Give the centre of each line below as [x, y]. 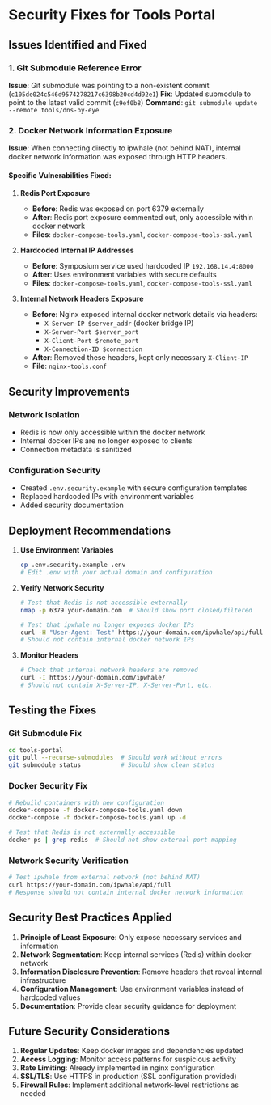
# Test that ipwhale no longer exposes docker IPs [107, 624]
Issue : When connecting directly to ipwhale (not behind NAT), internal [125, 148]
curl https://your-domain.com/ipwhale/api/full [90, 885]
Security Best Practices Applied [90, 918]
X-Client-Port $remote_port [91, 341]
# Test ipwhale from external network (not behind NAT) [104, 878]
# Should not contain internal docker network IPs [107, 640]
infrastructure [43, 980]
